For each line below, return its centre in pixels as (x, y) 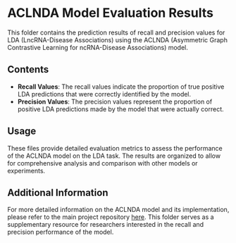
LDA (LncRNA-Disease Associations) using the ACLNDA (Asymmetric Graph (117, 39)
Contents (28, 69)
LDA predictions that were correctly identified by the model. (104, 94)
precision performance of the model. (61, 232)
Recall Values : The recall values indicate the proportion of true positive (121, 87)
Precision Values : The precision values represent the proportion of (115, 101)
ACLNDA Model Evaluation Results (110, 13)
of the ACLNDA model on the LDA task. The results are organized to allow (114, 156)
